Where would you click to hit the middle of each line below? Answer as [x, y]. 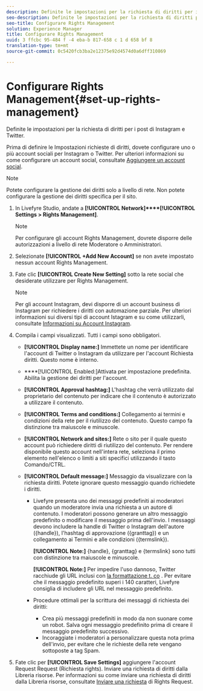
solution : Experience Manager [44, 29]
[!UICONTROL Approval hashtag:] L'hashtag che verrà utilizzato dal [109, 389]
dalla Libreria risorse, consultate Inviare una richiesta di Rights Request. [104, 681]
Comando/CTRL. [45, 464]
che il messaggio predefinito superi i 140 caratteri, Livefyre [106, 582]
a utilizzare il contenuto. [54, 402]
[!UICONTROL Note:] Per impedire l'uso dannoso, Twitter [105, 569]
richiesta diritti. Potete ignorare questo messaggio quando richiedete [109, 482]
